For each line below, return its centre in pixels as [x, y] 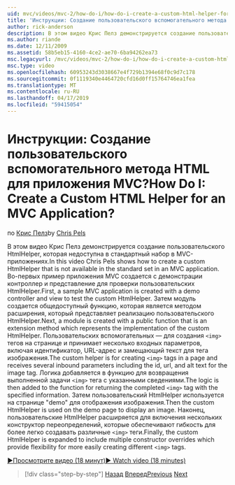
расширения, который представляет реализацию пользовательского [111, 313]
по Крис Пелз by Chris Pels [47, 233]
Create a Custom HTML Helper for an [116, 199]
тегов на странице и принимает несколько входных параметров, [105, 342]
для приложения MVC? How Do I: [107, 184]
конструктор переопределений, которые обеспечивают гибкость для [111, 424]
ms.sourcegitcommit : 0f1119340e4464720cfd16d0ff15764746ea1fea [101, 79]
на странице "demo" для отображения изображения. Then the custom [111, 402]
